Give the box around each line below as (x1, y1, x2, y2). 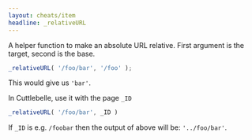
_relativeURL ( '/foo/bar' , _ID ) (8, 109, 118, 116)
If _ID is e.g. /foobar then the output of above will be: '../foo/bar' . (8, 123, 228, 132)
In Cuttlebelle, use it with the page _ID (8, 94, 132, 103)
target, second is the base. (8, 49, 96, 58)
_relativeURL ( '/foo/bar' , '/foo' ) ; (8, 64, 133, 72)
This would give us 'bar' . (8, 78, 91, 87)
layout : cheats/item (8, 11, 77, 20)
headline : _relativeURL (8, 19, 87, 27)
